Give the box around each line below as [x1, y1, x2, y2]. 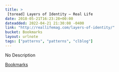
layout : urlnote [5, 35, 38, 39]
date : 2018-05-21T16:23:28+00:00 [5, 16, 73, 21]
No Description [5, 52, 36, 58]
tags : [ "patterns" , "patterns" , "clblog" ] [5, 39, 93, 44]
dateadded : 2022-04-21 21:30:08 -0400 [5, 20, 84, 26]
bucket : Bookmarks [5, 30, 43, 35]
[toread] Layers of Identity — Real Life [7, 12, 93, 17]
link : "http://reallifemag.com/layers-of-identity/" [5, 25, 115, 30]
